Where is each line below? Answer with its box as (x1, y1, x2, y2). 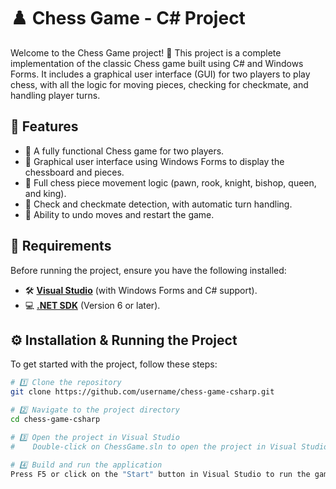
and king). (24, 187, 67, 199)
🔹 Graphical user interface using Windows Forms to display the (24, 155, 285, 167)
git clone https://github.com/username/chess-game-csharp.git (10, 387, 275, 397)
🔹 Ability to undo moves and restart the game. (24, 208, 215, 220)
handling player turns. (10, 89, 101, 101)
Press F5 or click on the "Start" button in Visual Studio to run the (10, 469, 311, 479)
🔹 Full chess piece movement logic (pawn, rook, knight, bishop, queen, (24, 176, 317, 189)
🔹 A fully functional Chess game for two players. (24, 145, 225, 157)
